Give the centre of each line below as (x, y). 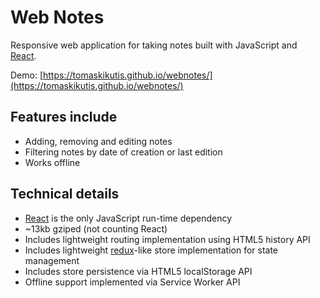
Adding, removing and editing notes (98, 141)
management (52, 260)
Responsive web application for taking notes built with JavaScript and (154, 45)
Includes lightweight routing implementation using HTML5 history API (167, 239)
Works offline (52, 162)
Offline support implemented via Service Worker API (132, 282)
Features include (64, 117)
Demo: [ (27, 75)
